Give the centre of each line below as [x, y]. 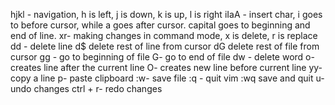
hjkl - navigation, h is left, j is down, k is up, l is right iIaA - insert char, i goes [166, 14]
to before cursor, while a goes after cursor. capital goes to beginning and [160, 25]
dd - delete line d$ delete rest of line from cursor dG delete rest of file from [165, 46]
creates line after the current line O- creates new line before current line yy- [166, 67]
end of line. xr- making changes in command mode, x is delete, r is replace [164, 35]
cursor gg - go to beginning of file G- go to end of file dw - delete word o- [162, 57]
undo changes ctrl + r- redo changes [86, 88]
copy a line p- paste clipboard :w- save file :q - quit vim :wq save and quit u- [167, 78]
